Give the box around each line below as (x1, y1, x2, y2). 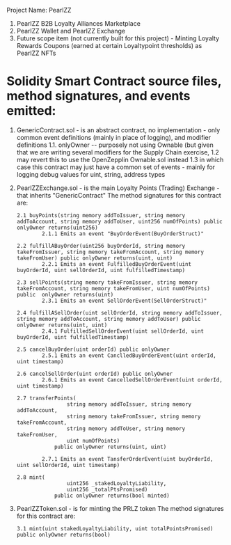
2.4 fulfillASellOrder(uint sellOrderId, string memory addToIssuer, (16, 309, 223, 316)
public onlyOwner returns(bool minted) (54, 492, 170, 499)
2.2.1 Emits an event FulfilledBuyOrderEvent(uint (42, 260, 192, 267)
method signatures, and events (6, 88, 191, 104)
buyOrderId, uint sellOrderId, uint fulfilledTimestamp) (16, 267, 186, 274)
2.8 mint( (16, 473, 46, 481)
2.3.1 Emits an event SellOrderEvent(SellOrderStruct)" (42, 297, 207, 304)
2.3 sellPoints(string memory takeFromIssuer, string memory (16, 278, 198, 286)
